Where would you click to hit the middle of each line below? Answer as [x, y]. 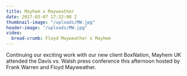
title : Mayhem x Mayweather [40, 11]
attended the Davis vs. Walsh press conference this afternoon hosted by [93, 61]
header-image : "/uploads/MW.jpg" [47, 28]
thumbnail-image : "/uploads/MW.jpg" [51, 22]
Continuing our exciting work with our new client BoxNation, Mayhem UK [93, 55]
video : [14, 33]
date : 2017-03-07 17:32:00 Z [41, 17]
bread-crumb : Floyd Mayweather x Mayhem [61, 38]
